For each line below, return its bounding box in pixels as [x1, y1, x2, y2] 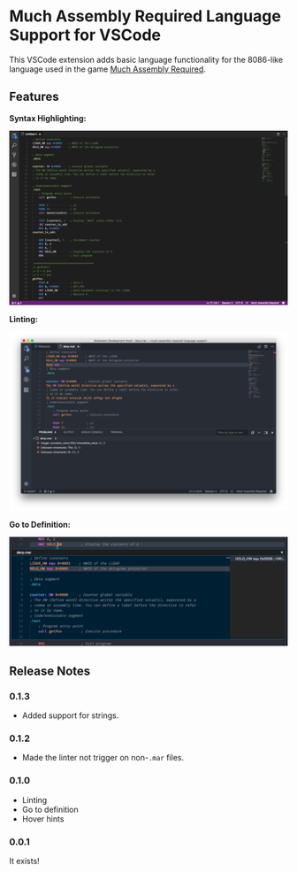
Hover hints [21, 813, 65, 824]
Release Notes [9, 663, 91, 678]
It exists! [9, 856, 40, 867]
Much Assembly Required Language [9, 6, 281, 27]
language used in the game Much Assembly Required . [9, 64, 206, 74]
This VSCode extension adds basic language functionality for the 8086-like [9, 54, 284, 65]
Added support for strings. [21, 710, 119, 721]
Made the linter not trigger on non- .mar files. [21, 753, 185, 763]
